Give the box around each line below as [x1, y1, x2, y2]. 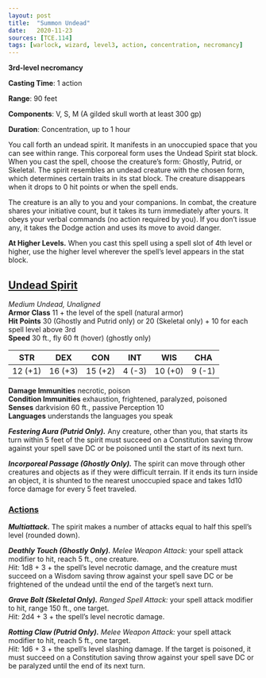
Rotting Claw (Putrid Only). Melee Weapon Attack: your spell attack [8, 627, 232, 637]
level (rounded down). [8, 530, 81, 540]
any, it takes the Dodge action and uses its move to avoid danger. [8, 223, 222, 233]
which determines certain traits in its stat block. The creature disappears [8, 174, 246, 184]
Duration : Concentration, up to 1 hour [8, 125, 131, 134]
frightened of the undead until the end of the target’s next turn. [8, 579, 214, 589]
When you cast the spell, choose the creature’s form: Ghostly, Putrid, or [8, 157, 242, 167]
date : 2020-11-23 [8, 26, 73, 34]
